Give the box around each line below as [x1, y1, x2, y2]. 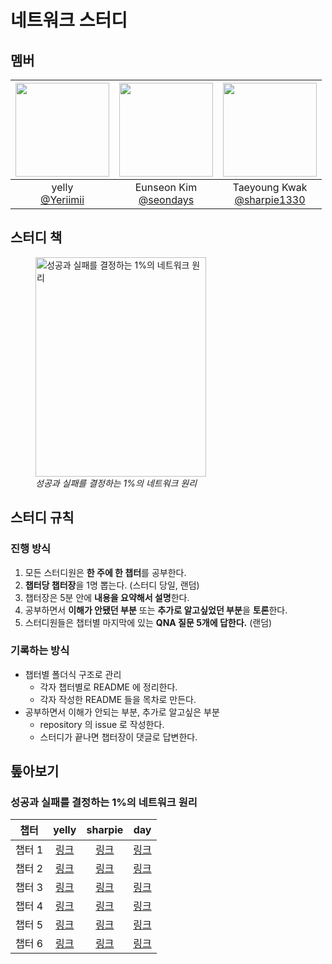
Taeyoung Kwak [232, 181, 308, 194]
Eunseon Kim [134, 181, 198, 194]
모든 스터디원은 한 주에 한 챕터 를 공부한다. [24, 566, 187, 578]
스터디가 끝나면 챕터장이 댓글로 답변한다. [39, 731, 198, 743]
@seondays [138, 193, 195, 206]
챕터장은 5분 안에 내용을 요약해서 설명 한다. [24, 591, 190, 603]
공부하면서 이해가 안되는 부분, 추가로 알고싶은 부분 [24, 706, 220, 718]
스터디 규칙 [10, 509, 75, 526]
